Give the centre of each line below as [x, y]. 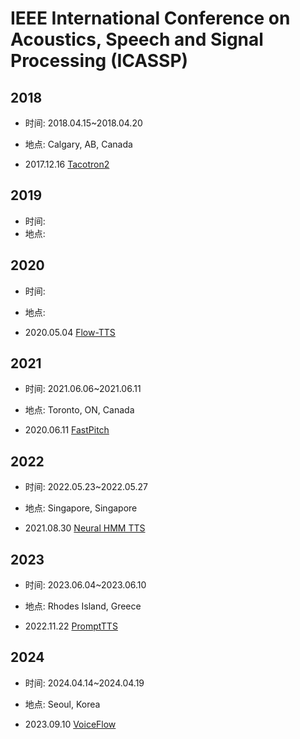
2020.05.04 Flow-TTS [70, 332]
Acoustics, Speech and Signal [137, 39]
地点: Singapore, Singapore [81, 508]
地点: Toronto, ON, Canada [79, 410]
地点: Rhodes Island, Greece [83, 606]
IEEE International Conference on [150, 18]
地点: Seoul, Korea [62, 704]
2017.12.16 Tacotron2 [67, 164]
